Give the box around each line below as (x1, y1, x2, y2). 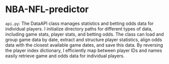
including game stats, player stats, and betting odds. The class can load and (5, 31, 164, 37)
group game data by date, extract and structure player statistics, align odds (5, 37, 162, 43)
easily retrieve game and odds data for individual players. (5, 52, 125, 59)
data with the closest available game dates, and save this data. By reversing (5, 42, 163, 48)
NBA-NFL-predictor (5, 4, 89, 15)
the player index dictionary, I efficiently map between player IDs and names (5, 47, 162, 53)
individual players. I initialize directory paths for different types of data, (5, 25, 153, 31)
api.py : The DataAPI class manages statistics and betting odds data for (5, 20, 154, 26)
